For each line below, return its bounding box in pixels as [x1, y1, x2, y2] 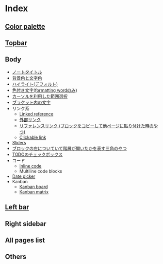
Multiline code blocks [19, 168, 62, 174]
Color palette [5, 22, 45, 31]
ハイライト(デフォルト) [12, 81, 58, 87]
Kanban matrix [19, 189, 49, 195]
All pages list [5, 236, 45, 244]
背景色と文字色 [12, 75, 42, 81]
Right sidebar [5, 220, 47, 228]
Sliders [12, 139, 26, 145]
